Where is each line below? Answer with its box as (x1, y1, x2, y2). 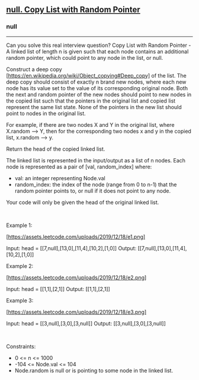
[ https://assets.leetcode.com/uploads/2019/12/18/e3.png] (6, 308, 147, 315)
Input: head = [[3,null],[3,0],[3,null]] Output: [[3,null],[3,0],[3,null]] (6, 320, 166, 327)
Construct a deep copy (6, 65, 62, 73)
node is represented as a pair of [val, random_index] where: (6, 163, 152, 170)
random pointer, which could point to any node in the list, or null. (6, 54, 163, 61)
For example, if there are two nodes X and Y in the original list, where (6, 121, 175, 128)
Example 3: (6, 296, 34, 304)
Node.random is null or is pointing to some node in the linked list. (14, 367, 174, 374)
